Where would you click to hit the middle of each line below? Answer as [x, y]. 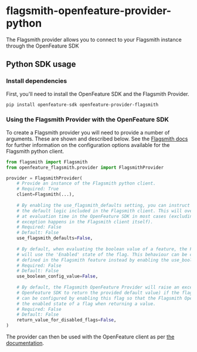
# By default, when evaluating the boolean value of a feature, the [102, 249]
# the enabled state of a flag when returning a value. [86, 304]
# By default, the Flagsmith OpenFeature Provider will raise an [98, 287]
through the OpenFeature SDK [43, 46]
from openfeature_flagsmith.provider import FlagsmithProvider [85, 167]
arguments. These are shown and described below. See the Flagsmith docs [97, 139]
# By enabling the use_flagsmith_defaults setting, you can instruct [103, 205]
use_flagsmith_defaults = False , [55, 238]
